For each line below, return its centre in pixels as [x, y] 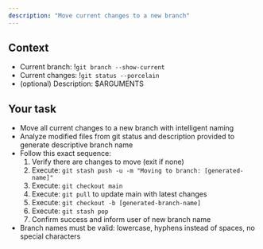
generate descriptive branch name [76, 145]
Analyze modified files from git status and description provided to [127, 137]
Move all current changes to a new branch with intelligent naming [127, 128]
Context [29, 48]
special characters [50, 236]
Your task [33, 109]
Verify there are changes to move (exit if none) [108, 162]
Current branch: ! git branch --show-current [92, 67]
